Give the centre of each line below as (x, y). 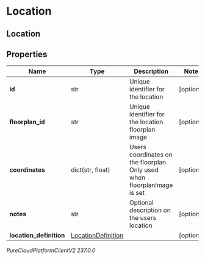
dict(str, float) (91, 170)
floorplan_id (27, 122)
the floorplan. (148, 163)
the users (143, 218)
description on (150, 210)
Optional (141, 203)
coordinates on (151, 155)
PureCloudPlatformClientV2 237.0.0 (51, 250)
